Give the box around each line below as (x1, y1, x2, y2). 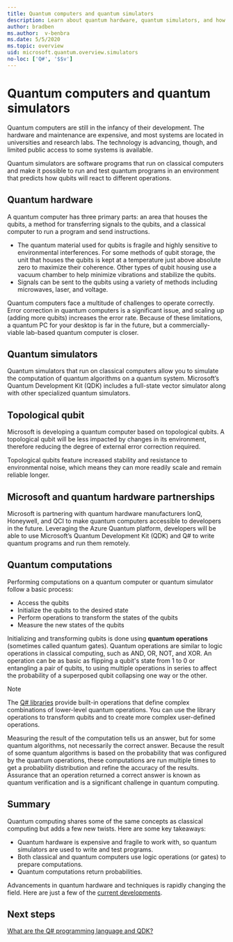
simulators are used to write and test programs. (17, 845, 154, 854)
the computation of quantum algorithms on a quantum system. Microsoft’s (7, 374, 220, 383)
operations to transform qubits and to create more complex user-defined (7, 713, 216, 721)
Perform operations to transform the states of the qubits (17, 613, 179, 622)
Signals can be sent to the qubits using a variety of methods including (17, 278, 218, 286)
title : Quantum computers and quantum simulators (7, 10, 154, 17)
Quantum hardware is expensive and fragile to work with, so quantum (17, 838, 217, 846)
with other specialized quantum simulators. (7, 389, 131, 398)
